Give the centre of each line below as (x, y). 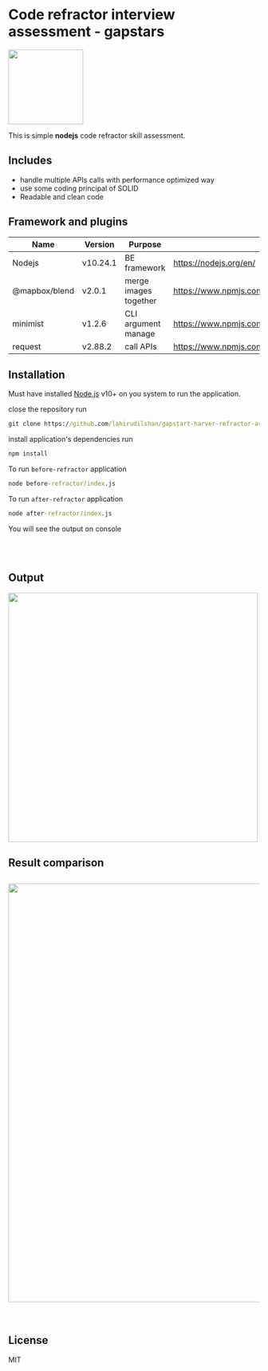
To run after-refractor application (66, 499)
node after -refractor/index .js (60, 514)
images (138, 290)
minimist (28, 323)
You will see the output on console (65, 529)
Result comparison (56, 863)
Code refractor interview (92, 15)
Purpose (145, 244)
